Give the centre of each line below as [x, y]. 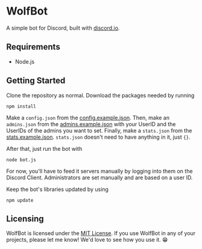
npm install [21, 106]
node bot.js [21, 160]
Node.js [25, 61]
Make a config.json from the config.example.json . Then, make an [88, 118]
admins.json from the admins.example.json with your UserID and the [91, 124]
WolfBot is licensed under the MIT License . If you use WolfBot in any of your [101, 233]
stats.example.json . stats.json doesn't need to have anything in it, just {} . [99, 137]
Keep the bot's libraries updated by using [57, 189]
